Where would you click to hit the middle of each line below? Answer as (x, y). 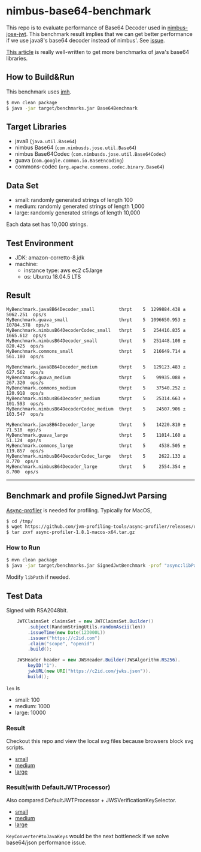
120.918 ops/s (25, 393)
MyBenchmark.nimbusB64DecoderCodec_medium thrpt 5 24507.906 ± (96, 409)
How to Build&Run (40, 77)
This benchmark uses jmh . (39, 92)
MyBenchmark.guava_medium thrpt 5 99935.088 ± (96, 377)
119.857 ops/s (25, 451)
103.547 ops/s (25, 414)
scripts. (16, 748)
